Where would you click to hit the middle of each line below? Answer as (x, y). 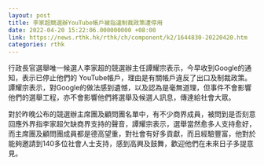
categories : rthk (37, 45)
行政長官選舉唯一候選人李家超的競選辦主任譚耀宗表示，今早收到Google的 (126, 68)
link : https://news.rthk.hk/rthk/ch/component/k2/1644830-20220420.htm (128, 37)
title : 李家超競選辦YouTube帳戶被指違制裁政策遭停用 (86, 23)
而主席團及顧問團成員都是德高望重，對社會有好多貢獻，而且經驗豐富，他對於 (132, 134)
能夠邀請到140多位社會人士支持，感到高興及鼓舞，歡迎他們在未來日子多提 (128, 144)
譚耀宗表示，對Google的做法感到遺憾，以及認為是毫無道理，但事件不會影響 (130, 88)
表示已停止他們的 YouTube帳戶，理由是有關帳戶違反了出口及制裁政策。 (137, 78)
